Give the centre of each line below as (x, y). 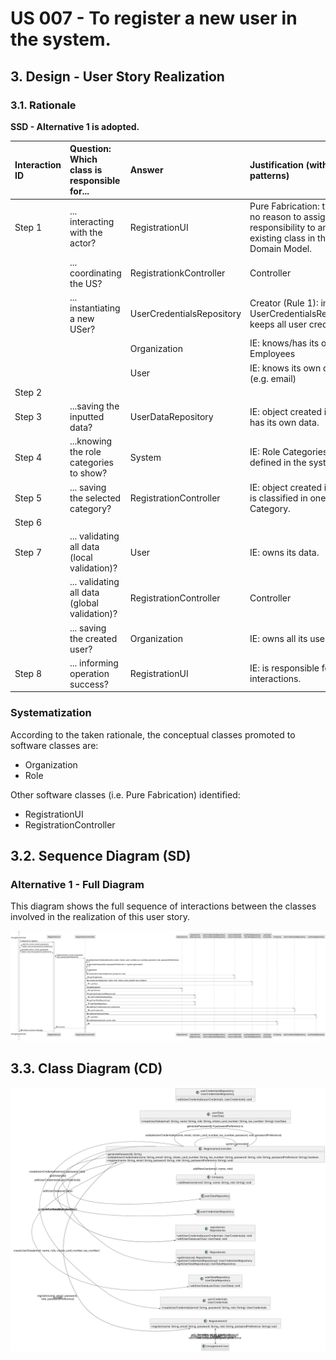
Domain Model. (281, 248)
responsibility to (282, 227)
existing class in (282, 238)
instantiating (95, 308)
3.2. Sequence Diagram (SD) (101, 856)
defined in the (278, 463)
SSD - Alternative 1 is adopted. (75, 126)
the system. (61, 39)
